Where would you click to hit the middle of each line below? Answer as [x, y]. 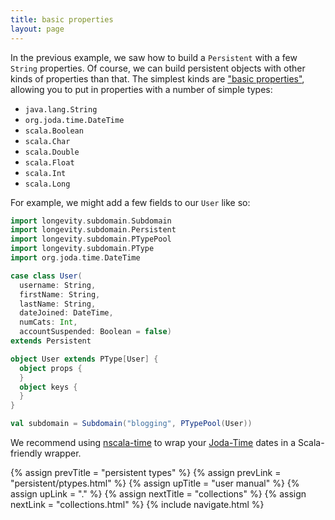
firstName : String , [60, 294]
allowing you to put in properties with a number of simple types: [141, 89]
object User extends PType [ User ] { [84, 359]
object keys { [48, 387]
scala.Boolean [54, 131]
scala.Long [47, 184]
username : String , [58, 285]
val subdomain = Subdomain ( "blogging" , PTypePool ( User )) [131, 424]
